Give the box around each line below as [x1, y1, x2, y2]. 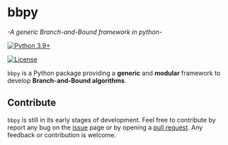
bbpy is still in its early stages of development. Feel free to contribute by [7, 115, 216, 124]
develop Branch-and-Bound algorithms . [7, 76, 127, 85]
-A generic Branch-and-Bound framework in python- [7, 28, 163, 36]
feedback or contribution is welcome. [7, 130, 117, 139]
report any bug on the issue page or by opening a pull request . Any [7, 123, 203, 132]
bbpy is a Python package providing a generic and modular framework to [7, 69, 221, 77]
